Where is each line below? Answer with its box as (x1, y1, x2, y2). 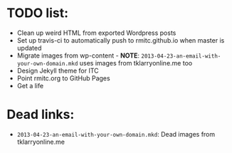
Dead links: (6, 107, 75, 122)
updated (16, 43, 42, 52)
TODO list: (6, 5, 69, 21)
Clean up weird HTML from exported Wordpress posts (16, 28, 176, 37)
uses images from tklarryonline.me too (79, 58, 193, 67)
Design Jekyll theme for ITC (16, 66, 99, 75)
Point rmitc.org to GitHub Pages (16, 73, 111, 83)
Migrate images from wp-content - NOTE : (16, 51, 140, 60)
